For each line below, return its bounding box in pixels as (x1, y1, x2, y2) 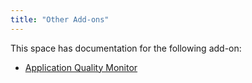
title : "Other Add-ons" (10, 14, 110, 25)
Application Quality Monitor (24, 61, 138, 73)
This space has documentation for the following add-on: (10, 42, 242, 54)
